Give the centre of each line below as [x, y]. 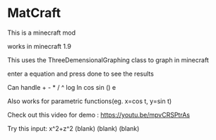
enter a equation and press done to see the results [80, 74]
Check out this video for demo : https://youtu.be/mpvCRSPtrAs [99, 115]
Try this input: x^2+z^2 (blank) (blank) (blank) [73, 128]
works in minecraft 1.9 [40, 46]
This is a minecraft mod [42, 33]
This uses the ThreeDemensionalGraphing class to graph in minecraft [108, 60]
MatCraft [34, 13]
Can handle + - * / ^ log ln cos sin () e [62, 87]
